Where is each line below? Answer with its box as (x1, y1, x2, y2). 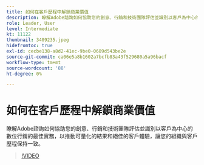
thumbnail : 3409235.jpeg (6, 37, 69, 43)
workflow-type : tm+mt (6, 59, 61, 65)
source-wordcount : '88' (6, 65, 67, 71)
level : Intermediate (6, 25, 59, 32)
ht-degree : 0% (6, 71, 42, 77)
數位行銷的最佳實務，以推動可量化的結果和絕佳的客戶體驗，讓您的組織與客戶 (6, 132, 198, 140)
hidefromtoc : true (6, 43, 53, 49)
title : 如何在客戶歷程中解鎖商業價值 (6, 8, 89, 15)
